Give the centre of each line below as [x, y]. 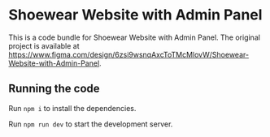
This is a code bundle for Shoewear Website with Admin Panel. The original [134, 37]
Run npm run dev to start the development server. [91, 124]
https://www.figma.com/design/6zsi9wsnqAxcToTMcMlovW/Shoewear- [129, 54]
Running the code [54, 89]
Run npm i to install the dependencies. [72, 108]
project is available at [44, 45]
